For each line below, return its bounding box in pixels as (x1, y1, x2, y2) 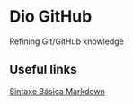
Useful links (9, 62, 78, 77)
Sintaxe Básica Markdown (9, 85, 106, 96)
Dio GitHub (9, 6, 93, 27)
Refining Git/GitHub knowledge (9, 36, 124, 47)
